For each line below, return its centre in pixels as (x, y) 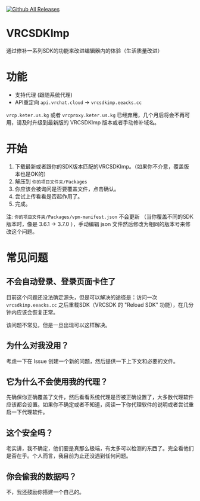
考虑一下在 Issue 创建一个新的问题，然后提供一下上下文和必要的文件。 (92, 361)
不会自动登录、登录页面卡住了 (61, 282)
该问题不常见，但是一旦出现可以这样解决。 (58, 325)
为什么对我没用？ (37, 346)
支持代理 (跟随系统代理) (43, 94)
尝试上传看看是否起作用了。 (49, 196)
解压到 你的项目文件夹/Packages (51, 181)
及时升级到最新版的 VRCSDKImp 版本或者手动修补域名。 (90, 122)
